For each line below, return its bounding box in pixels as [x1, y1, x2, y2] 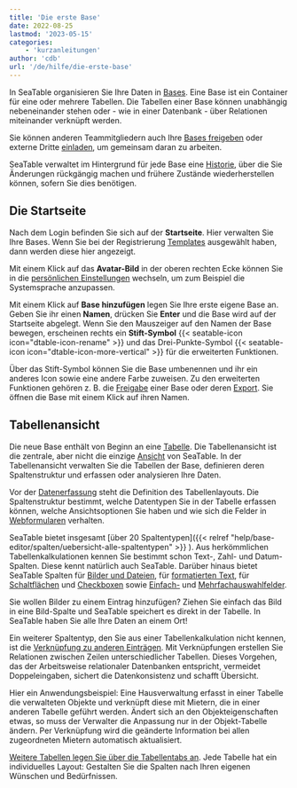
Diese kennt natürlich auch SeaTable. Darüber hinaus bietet [41, 560, 258, 571]
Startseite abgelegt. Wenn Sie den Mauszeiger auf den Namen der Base [9, 318, 272, 328]
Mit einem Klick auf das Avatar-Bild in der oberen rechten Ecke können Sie [9, 263, 284, 273]
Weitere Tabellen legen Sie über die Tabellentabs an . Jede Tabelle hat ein [9, 752, 277, 762]
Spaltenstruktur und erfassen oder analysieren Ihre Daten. [9, 469, 222, 480]
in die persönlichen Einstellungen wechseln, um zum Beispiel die [9, 272, 246, 283]
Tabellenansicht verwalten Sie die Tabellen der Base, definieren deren [9, 460, 264, 470]
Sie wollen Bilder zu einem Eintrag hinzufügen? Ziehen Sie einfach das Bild [9, 596, 282, 607]
